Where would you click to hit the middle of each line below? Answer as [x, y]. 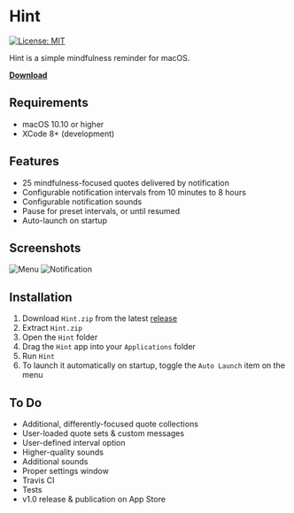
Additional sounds [55, 461]
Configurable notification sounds [82, 202]
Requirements [49, 103]
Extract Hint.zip [52, 328]
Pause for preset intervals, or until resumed [101, 211]
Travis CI [38, 480]
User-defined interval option [73, 443]
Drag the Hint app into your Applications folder [109, 347]
